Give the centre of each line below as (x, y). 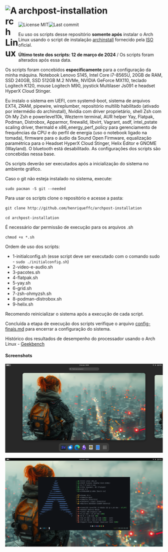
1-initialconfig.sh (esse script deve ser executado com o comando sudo (86, 256)
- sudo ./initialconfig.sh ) (40, 261)
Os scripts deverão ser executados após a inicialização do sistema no (77, 163)
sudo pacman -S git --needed (35, 189)
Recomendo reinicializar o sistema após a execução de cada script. (74, 314)
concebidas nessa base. (30, 154)
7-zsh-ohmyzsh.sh (32, 294)
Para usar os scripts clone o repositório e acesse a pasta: (64, 198)
